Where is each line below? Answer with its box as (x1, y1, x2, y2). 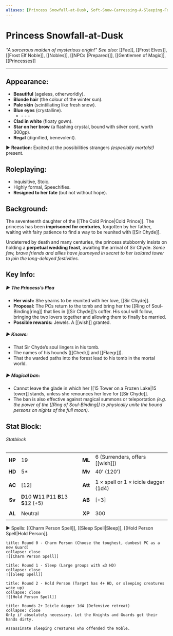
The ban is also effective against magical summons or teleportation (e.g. (13, 396, 166, 403)
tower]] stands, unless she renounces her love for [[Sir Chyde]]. (13, 391, 148, 397)
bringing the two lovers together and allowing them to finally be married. (13, 314, 166, 320)
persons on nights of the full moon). (13, 407, 89, 413)
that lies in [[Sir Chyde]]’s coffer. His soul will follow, (43, 308, 153, 315)
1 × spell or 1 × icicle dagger (95, 478, 165, 485)
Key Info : (6, 270, 35, 279)
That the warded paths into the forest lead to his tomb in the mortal (13, 355, 156, 361)
